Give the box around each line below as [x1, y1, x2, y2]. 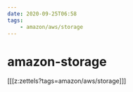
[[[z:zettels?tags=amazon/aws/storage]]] [7, 77, 127, 85]
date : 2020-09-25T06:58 [7, 10, 77, 18]
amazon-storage [7, 53, 107, 70]
